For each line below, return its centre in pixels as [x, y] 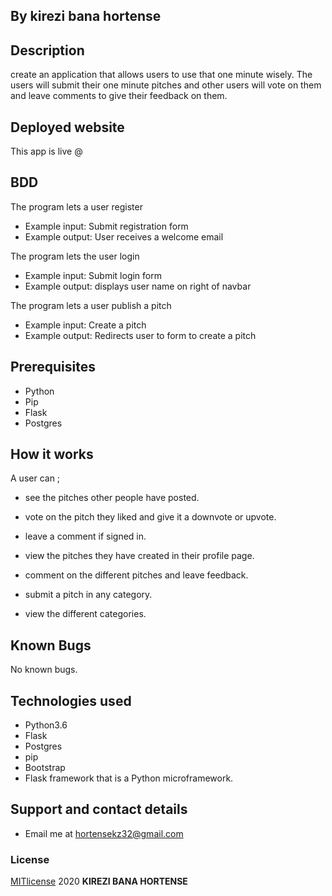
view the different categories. [85, 614]
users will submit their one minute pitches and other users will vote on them [166, 85]
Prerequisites [53, 367]
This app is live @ [46, 151]
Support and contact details [99, 809]
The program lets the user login [75, 256]
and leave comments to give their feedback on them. [119, 96]
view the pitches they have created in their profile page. [139, 556]
